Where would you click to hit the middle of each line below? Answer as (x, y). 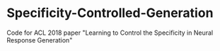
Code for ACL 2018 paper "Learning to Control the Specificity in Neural (110, 33)
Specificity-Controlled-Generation (110, 13)
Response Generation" (40, 40)
